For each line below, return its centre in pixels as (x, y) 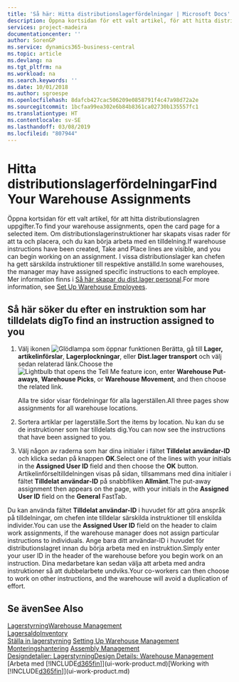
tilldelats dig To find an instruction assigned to (111, 321)
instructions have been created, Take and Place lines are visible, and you (114, 249)
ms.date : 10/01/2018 (38, 87)
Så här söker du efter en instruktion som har (107, 309)
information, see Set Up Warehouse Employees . (77, 287)
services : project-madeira (47, 27)
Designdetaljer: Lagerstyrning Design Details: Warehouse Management (111, 656)
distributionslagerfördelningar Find (112, 184)
